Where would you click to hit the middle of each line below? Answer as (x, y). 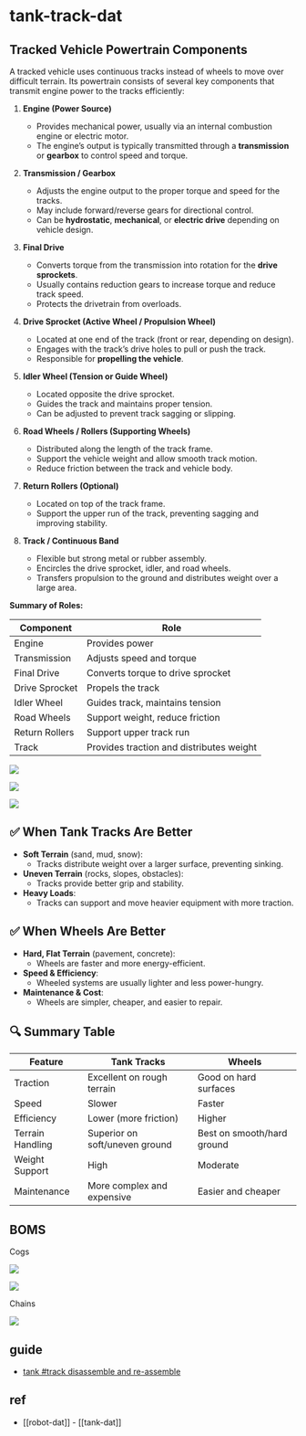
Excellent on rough (128, 1077)
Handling (33, 1145)
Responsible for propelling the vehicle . (110, 359)
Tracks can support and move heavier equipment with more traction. (165, 903)
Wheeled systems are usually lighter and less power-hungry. (150, 982)
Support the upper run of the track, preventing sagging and (148, 513)
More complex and (128, 1186)
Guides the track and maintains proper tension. (124, 404)
